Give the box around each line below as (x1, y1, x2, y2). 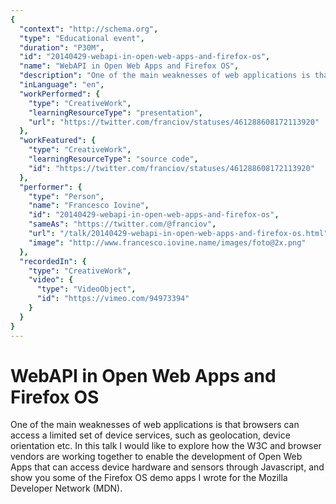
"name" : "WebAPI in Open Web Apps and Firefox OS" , (19, 61, 240, 71)
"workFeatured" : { (19, 136, 97, 146)
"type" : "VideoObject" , (36, 284, 137, 295)
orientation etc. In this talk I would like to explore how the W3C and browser (10, 440, 322, 452)
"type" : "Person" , (28, 191, 105, 201)
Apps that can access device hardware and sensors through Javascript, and (10, 461, 325, 473)
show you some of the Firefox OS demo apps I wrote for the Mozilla (10, 472, 288, 484)
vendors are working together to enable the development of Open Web (10, 451, 303, 463)
